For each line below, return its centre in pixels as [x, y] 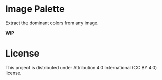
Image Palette [35, 9]
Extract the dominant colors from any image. [52, 23]
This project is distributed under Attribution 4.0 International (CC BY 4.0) [81, 67]
